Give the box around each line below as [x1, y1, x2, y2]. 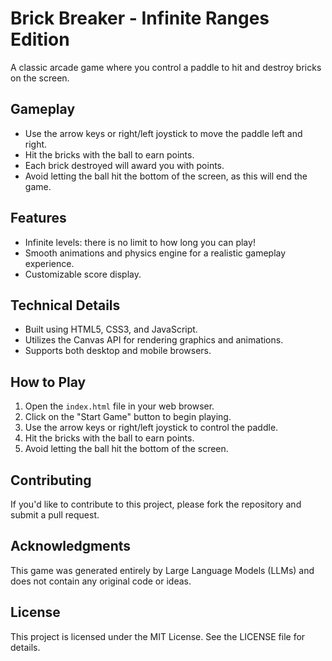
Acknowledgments [10, 538, 132, 555]
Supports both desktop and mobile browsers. [24, 345, 212, 357]
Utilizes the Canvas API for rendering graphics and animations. [24, 334, 284, 346]
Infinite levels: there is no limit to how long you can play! [24, 236, 256, 248]
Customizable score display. [24, 268, 142, 280]
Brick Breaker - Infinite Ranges [10, 7, 270, 30]
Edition [10, 28, 70, 51]
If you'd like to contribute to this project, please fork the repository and [10, 498, 302, 510]
